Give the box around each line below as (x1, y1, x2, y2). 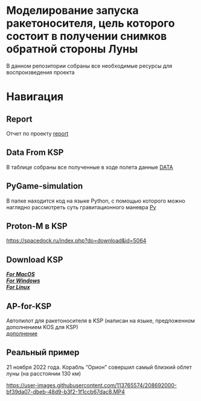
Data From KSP (6, 148, 64, 158)
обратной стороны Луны (6, 42, 138, 56)
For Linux (6, 284, 30, 291)
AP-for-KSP (6, 301, 52, 311)
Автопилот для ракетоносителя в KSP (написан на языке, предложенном (6, 317, 195, 324)
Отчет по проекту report (6, 129, 69, 137)
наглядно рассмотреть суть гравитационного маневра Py (6, 203, 156, 210)
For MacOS (6, 270, 35, 278)
